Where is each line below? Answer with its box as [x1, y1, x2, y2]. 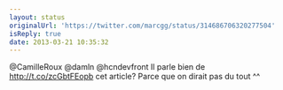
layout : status [9, 12, 66, 22]
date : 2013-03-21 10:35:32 [9, 37, 109, 47]
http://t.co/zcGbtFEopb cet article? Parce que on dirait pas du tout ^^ [9, 71, 261, 82]
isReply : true [9, 29, 62, 38]
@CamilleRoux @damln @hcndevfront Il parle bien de [9, 62, 206, 72]
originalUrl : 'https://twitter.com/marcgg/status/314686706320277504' [9, 21, 276, 30]
